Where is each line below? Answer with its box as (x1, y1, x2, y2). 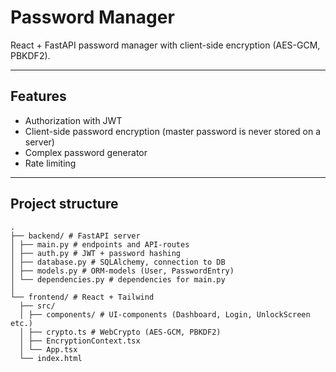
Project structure (10, 196, 119, 213)
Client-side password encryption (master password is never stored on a (24, 125, 322, 137)
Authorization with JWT (24, 114, 123, 126)
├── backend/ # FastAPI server (10, 231, 141, 241)
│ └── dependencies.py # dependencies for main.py (10, 274, 226, 285)
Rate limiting (24, 157, 77, 169)
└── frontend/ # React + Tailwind (10, 292, 155, 302)
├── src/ (19, 301, 56, 311)
